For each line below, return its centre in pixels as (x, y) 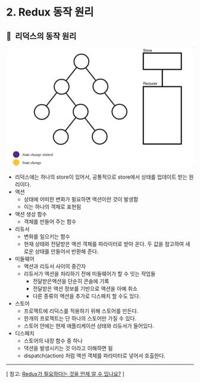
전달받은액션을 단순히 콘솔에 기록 (71, 281)
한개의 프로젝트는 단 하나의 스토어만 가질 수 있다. (80, 319)
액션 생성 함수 (31, 214)
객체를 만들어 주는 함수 (50, 222)
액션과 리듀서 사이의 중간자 (55, 266)
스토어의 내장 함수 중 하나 (53, 341)
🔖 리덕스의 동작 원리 (41, 36)
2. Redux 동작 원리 (50, 12)
